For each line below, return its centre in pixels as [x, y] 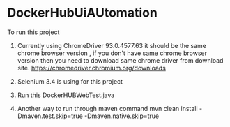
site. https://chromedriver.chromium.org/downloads [91, 68]
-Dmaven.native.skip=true [122, 116]
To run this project [33, 32]
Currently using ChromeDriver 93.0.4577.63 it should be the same [112, 45]
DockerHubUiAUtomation [83, 13]
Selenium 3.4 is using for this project [70, 81]
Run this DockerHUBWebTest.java [66, 95]
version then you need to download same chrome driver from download [120, 60]
